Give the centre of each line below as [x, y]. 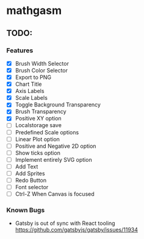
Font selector [32, 187]
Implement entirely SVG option [54, 159]
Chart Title [28, 84]
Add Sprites [30, 173]
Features [20, 50]
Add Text [27, 166]
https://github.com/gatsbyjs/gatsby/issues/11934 [77, 230]
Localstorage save [38, 125]
